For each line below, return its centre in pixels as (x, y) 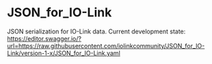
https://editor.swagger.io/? (44, 38)
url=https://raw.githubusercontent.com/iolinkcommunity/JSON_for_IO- (106, 46)
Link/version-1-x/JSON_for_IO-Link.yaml (64, 53)
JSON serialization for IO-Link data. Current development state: (96, 31)
